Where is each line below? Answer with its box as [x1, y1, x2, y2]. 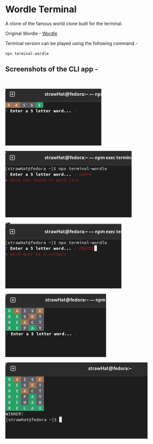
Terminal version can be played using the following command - [5, 40, 138, 46]
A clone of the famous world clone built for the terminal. [5, 20, 123, 27]
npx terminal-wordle [5, 51, 49, 56]
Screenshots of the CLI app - [5, 65, 98, 73]
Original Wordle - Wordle [5, 30, 58, 36]
